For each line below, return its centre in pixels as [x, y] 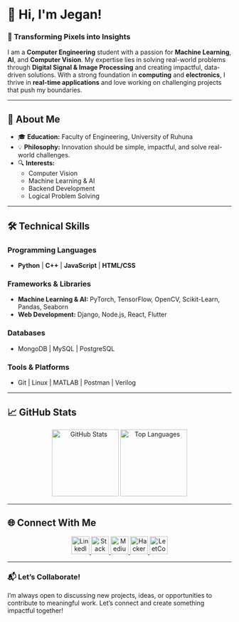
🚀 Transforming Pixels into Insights [69, 37]
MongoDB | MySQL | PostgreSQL [66, 348]
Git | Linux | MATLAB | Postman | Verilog [77, 382]
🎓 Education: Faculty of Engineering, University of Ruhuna [105, 137]
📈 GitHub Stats [42, 413]
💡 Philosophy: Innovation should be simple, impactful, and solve [112, 147]
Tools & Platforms [38, 367]
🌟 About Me [34, 119]
